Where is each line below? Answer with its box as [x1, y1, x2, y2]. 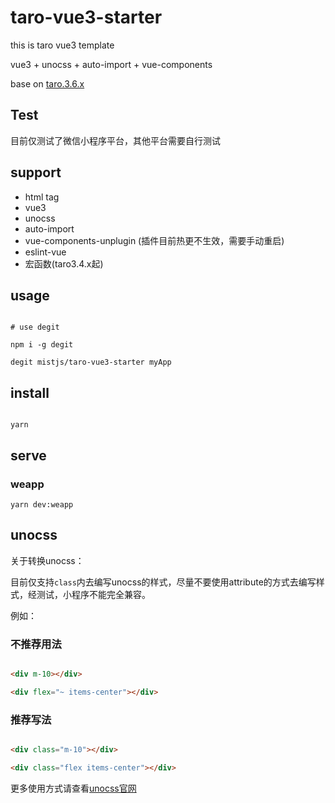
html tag [24, 191, 60, 203]
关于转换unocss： [10, 554, 85, 566]
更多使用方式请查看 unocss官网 [10, 782, 137, 794]
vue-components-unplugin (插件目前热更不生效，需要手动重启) [24, 234, 285, 246]
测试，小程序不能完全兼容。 [36, 588, 151, 600]
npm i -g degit [10, 340, 74, 350]
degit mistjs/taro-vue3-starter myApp [10, 357, 172, 368]
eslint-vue [24, 246, 67, 258]
